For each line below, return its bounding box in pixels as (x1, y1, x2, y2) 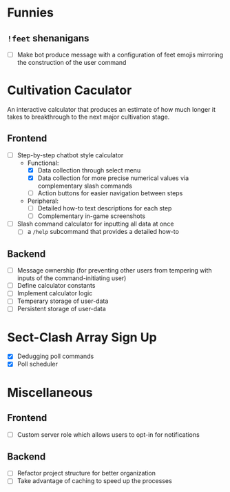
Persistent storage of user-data (17, 305, 107, 313)
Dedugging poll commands (17, 352, 94, 360)
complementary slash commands (37, 181, 132, 190)
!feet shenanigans (7, 32, 90, 44)
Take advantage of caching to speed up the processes (17, 477, 172, 485)
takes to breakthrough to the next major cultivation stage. (7, 112, 170, 121)
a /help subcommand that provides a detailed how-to (27, 228, 179, 236)
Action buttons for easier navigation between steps (37, 189, 183, 197)
